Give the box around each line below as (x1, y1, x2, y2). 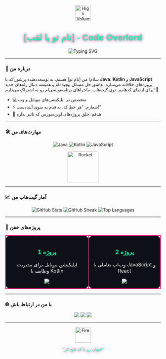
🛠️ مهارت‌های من (5, 128, 41, 135)
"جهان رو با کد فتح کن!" (62, 347, 104, 352)
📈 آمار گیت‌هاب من (5, 194, 47, 201)
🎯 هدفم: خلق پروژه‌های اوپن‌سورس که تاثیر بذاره (12, 111, 101, 117)
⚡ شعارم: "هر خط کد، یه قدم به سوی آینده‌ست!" (12, 104, 101, 110)
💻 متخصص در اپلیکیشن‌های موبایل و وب (12, 97, 87, 103)
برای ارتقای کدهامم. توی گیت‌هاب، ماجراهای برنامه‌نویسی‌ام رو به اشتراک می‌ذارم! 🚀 (5, 87, 159, 93)
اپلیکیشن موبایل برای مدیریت (16, 261, 78, 268)
